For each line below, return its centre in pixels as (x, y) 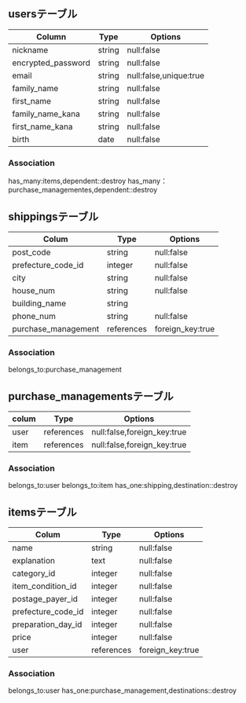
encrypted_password (51, 63)
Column (51, 36)
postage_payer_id (45, 599)
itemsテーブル (42, 512)
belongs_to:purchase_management (65, 370)
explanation (33, 561)
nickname (30, 49)
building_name (39, 303)
